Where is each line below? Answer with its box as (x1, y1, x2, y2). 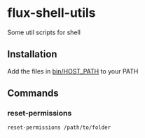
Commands (7, 88, 60, 99)
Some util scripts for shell (7, 28, 81, 36)
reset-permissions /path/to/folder (7, 124, 111, 131)
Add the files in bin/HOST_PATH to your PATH (7, 67, 139, 75)
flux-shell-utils (7, 5, 96, 21)
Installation (7, 48, 57, 60)
